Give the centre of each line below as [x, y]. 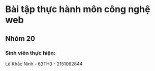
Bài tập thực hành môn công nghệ [78, 9]
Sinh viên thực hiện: [30, 53]
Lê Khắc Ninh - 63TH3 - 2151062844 [44, 63]
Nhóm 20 [20, 39]
